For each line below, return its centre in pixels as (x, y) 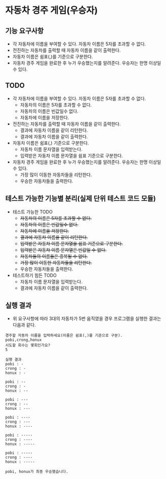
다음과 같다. (24, 325)
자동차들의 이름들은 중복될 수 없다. (54, 256)
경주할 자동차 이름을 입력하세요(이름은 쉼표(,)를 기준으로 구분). (64, 336)
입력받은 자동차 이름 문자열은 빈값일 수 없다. (63, 250)
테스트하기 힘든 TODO (34, 275)
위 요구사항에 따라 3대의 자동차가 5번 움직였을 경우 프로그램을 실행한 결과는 (87, 318)
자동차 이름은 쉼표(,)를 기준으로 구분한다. (53, 57)
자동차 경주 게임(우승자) (51, 10)
